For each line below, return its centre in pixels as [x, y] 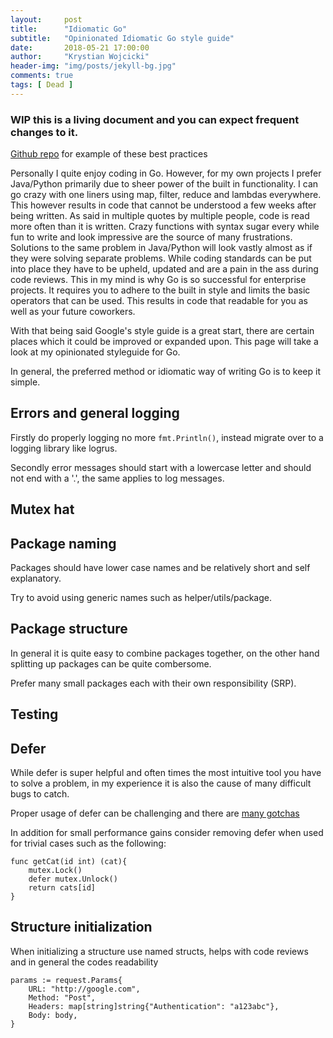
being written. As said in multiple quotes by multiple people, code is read [160, 216]
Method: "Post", [62, 997]
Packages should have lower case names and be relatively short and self [160, 568]
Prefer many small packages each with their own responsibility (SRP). [153, 683]
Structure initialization [81, 927]
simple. [25, 382]
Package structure [69, 629]
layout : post [46, 19]
